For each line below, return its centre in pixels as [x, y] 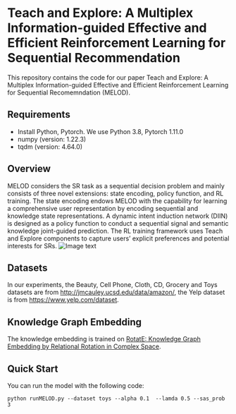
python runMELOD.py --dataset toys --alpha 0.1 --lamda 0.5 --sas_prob [116, 398]
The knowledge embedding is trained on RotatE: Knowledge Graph [104, 339]
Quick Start [33, 369]
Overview [29, 169]
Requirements [39, 115]
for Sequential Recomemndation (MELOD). [69, 92]
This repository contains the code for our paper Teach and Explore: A [108, 77]
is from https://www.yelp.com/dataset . [63, 300]
